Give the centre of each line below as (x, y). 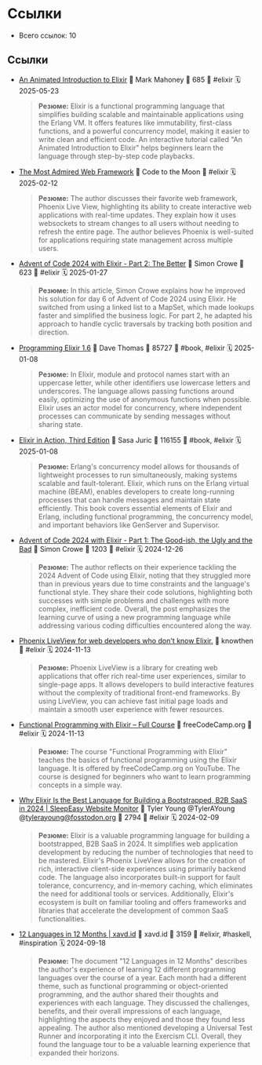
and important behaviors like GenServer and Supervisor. (129, 525)
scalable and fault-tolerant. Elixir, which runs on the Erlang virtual (144, 483)
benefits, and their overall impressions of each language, (130, 1011)
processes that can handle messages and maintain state (129, 500)
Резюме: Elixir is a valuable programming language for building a (144, 835)
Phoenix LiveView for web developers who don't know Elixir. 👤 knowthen (136, 640)
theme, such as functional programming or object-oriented (133, 986)
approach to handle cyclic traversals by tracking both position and (145, 323)
